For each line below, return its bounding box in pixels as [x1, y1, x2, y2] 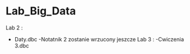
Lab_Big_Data [5, 4, 76, 18]
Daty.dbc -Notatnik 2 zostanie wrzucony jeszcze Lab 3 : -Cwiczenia [14, 35, 185, 43]
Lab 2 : [5, 24, 23, 31]
